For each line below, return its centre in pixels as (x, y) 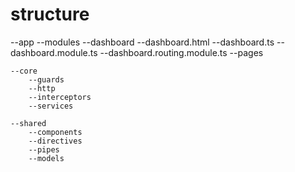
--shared (28, 123)
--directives (55, 141)
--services (51, 106)
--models (46, 158)
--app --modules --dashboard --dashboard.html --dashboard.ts (142, 42)
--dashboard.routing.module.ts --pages (181, 52)
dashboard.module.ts (54, 52)
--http (42, 88)
